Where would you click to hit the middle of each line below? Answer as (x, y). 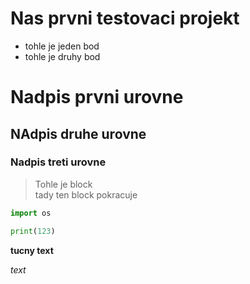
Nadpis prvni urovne (97, 97)
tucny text (32, 250)
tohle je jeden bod (62, 46)
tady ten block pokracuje (86, 194)
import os (31, 213)
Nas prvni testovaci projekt (125, 18)
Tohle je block (63, 184)
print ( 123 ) (33, 231)
